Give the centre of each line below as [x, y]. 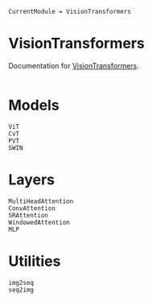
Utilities [35, 261]
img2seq [21, 283]
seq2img [21, 290]
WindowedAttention [39, 222]
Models [34, 105]
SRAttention [28, 215]
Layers [31, 180]
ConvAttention [32, 208]
